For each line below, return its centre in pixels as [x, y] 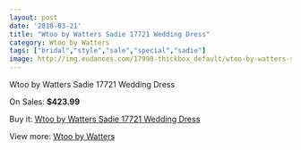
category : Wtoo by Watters [60, 42]
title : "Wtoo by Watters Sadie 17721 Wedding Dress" [110, 34]
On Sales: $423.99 [45, 102]
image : [21, 59]
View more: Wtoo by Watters [62, 136]
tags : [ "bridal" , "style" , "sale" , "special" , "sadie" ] [107, 51]
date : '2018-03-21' [46, 26]
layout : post [34, 17]
